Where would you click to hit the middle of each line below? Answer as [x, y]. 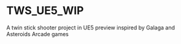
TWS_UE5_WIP [45, 11]
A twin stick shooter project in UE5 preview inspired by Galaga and [90, 28]
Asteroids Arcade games [38, 34]
